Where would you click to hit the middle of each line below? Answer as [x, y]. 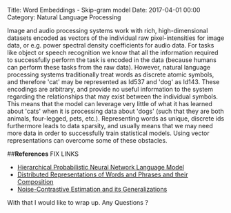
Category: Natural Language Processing [64, 17]
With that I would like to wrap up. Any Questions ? [78, 202]
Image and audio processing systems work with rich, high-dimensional [108, 31]
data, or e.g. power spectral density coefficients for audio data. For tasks [111, 45]
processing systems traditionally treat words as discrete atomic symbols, [111, 74]
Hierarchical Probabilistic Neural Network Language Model [101, 167]
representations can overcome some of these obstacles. [87, 140]
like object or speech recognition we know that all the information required [113, 52]
